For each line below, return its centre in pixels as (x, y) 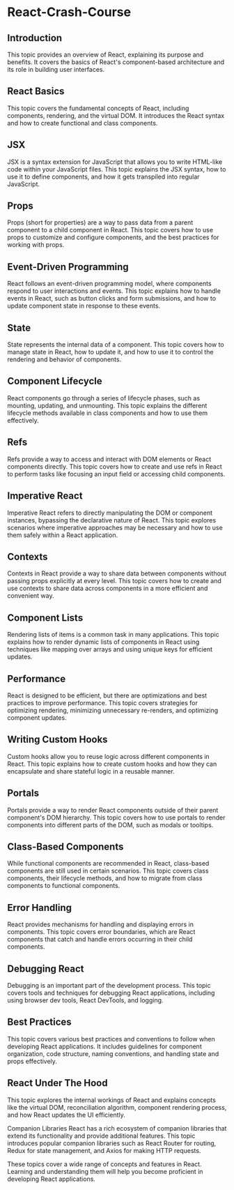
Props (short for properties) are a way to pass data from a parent (100, 223)
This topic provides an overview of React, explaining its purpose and (106, 54)
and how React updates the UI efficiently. (66, 1115)
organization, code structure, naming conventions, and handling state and (113, 1053)
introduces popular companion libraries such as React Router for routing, (112, 1143)
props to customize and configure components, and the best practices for (113, 237)
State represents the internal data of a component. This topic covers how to (116, 345)
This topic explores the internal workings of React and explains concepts (111, 1100)
